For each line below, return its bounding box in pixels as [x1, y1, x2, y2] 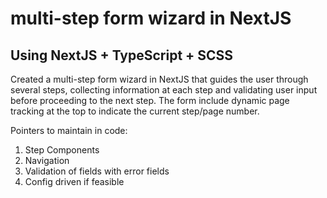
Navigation [24, 155, 70, 166]
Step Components [24, 144, 100, 156]
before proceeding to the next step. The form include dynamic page [10, 95, 290, 106]
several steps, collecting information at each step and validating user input [10, 84, 318, 96]
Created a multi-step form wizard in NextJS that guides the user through [10, 73, 309, 85]
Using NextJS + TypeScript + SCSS [10, 47, 234, 64]
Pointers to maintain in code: [10, 125, 128, 136]
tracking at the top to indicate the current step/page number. [10, 105, 260, 117]
